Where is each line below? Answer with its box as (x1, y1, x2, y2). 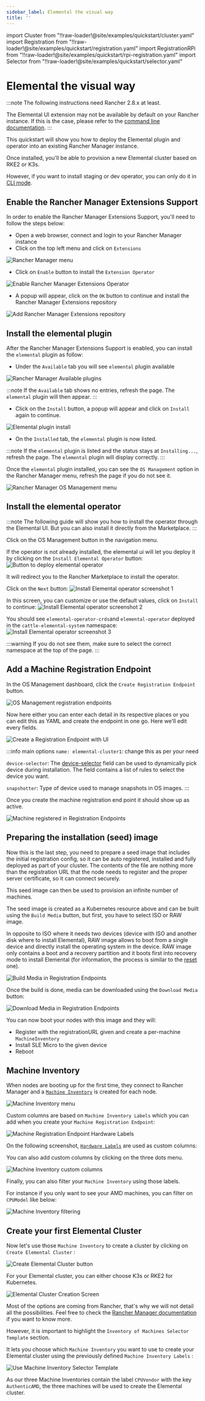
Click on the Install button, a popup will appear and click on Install (15, 405, 190, 412)
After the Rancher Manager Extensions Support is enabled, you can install (6, 344, 193, 352)
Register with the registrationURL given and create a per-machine (15, 1028, 181, 1035)
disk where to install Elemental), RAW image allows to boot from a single (6, 936, 188, 943)
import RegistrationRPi (139, 44, 196, 52)
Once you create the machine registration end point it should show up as (6, 796, 190, 803)
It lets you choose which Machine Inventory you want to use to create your (6, 1346, 195, 1353)
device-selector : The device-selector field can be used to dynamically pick (6, 759, 197, 766)
